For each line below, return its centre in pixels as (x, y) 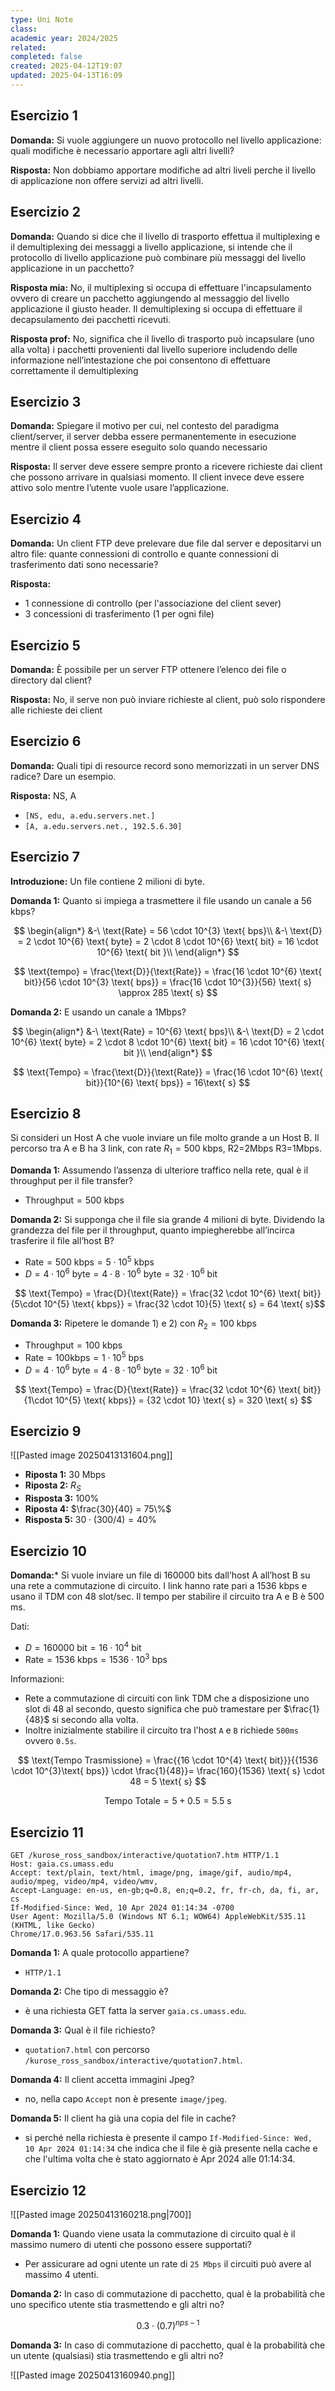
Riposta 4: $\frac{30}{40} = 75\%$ (98, 1509)
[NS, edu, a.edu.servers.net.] (90, 816)
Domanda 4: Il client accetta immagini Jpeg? (102, 2080)
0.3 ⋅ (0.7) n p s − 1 (168, 2324)
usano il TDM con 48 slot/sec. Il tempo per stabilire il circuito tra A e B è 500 (167, 1597)
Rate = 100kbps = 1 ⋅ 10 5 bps (84, 1356)
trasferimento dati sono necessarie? (84, 565)
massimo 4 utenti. (61, 2274)
